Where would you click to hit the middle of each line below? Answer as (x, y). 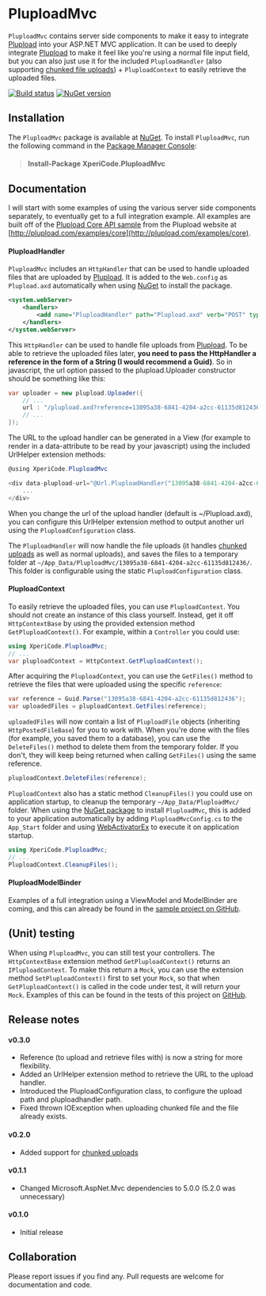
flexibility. (35, 1066)
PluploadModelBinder (45, 883)
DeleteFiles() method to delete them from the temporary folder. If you (123, 747)
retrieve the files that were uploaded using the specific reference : (115, 684)
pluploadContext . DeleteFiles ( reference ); (78, 778)
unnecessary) (42, 1196)
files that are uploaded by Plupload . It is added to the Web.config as (118, 277)
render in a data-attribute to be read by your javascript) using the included (129, 446)
